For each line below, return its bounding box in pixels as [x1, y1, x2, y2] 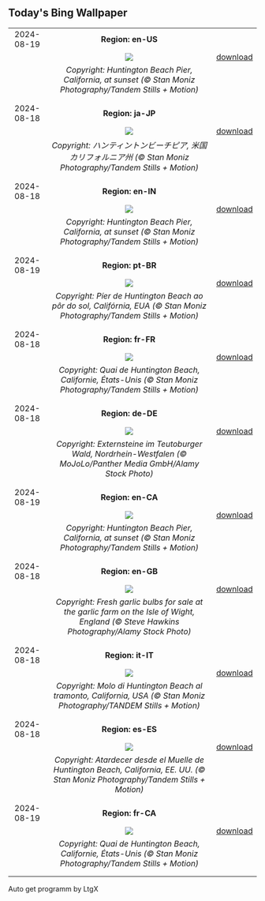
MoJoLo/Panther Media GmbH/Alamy [59, 458, 200, 469]
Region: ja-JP [103, 107, 156, 118]
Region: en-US [101, 33, 158, 44]
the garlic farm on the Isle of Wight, [63, 606, 196, 617]
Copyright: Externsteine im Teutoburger [56, 438, 203, 449]
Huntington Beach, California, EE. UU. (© [53, 764, 206, 775]
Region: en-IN [102, 186, 157, 197]
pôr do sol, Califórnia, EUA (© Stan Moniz [51, 300, 207, 311]
